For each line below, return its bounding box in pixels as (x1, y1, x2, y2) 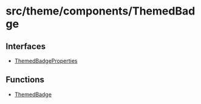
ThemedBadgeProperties (14, 57, 78, 64)
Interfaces (5, 41, 46, 51)
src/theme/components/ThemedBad (5, 4, 196, 18)
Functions (5, 74, 45, 85)
